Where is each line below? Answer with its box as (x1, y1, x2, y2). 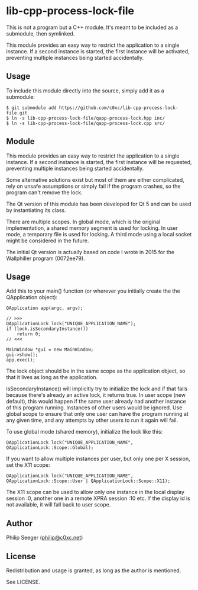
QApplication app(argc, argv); (6, 305, 83, 312)
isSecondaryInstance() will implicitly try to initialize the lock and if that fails (6, 385, 188, 392)
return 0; (17, 331, 41, 337)
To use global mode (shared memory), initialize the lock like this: (6, 428, 163, 435)
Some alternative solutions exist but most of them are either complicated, (6, 176, 184, 183)
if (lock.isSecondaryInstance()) (6, 326, 89, 332)
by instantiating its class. (6, 206, 66, 214)
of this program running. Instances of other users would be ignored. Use (6, 404, 183, 411)
